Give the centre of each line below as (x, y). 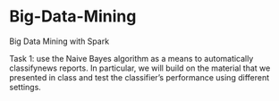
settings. (25, 87)
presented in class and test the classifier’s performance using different (139, 77)
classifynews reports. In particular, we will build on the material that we (140, 68)
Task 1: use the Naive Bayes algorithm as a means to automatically (131, 58)
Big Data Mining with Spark (59, 41)
